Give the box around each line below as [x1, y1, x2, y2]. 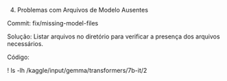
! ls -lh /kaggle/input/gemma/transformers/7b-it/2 [7, 67, 147, 74]
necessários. [7, 40, 43, 47]
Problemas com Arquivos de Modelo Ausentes [16, 6, 149, 14]
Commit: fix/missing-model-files [7, 19, 99, 27]
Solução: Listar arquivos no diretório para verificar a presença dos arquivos [7, 32, 221, 40]
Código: [7, 53, 29, 61]
